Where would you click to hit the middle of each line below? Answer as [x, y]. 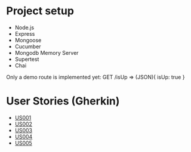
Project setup [40, 11]
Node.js [24, 27]
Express [25, 33]
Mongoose [28, 40]
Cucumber [28, 46]
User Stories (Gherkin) [63, 101]
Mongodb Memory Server [47, 52]
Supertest [27, 59]
